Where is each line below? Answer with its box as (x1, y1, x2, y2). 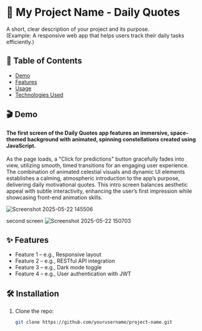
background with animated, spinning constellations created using (27, 135, 197, 143)
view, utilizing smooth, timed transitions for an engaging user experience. (6, 162, 189, 169)
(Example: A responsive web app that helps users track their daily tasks (6, 31, 184, 39)
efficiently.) (6, 38, 34, 45)
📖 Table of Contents (6, 56, 82, 66)
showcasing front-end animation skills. (6, 194, 103, 201)
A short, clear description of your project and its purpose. (6, 25, 150, 33)
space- (170, 129, 189, 137)
